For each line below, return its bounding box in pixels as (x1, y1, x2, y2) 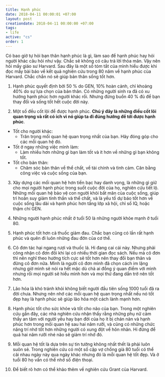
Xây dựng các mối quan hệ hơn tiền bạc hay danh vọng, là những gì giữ (12, 179, 157, 185)
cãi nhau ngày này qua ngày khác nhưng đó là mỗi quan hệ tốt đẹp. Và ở (12, 351, 159, 357)
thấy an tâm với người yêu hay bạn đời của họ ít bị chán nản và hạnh (12, 316, 151, 322)
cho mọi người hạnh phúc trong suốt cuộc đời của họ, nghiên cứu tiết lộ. (12, 185, 159, 191)
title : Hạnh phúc (5, 7, 41, 12)
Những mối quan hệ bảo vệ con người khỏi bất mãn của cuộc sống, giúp (12, 190, 159, 196)
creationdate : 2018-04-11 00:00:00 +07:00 (5, 21, 94, 26)
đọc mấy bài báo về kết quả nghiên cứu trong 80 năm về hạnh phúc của (5, 68, 151, 74)
